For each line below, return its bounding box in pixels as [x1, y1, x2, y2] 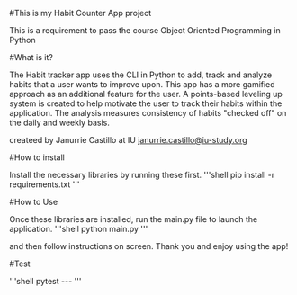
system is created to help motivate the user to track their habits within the [9, 98, 283, 109]
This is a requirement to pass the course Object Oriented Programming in [9, 25, 281, 35]
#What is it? [9, 52, 54, 62]
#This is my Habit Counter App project [9, 8, 152, 18]
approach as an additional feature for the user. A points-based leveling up [9, 89, 283, 99]
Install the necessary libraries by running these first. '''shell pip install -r [9, 170, 275, 180]
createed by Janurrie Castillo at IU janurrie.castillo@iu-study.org [9, 135, 247, 145]
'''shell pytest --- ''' [9, 276, 82, 286]
